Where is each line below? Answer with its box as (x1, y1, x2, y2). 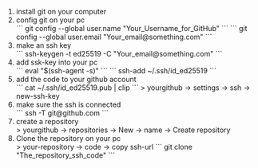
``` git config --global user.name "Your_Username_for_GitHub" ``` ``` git (15, 24, 248, 33)
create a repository (15, 117, 79, 126)
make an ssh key (15, 41, 72, 50)
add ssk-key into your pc (15, 57, 98, 67)
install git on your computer (15, 7, 107, 16)
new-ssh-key (15, 92, 60, 100)
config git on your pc (15, 15, 85, 25)
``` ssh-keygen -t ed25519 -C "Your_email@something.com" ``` (15, 49, 223, 58)
